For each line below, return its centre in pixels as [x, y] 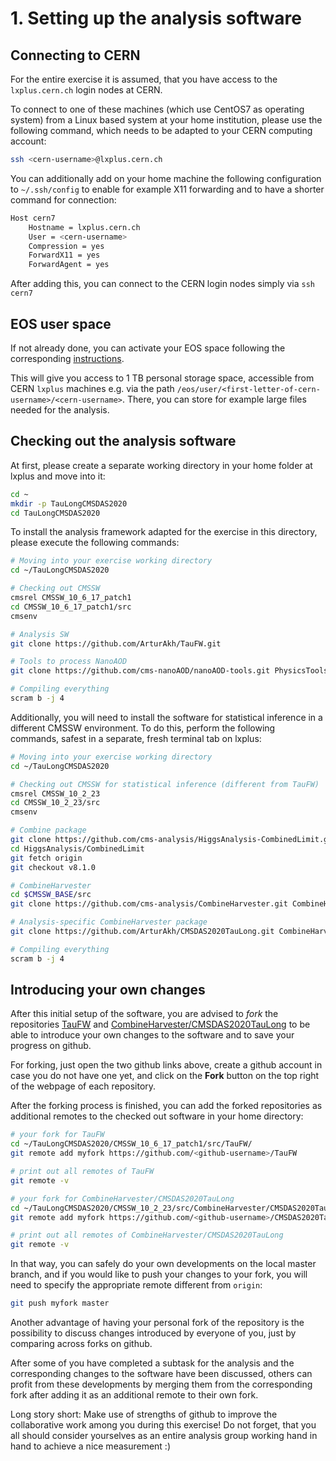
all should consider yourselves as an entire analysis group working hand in [164, 1436]
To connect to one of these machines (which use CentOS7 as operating [157, 109]
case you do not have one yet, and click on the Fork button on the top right [165, 1076]
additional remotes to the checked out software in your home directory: [157, 1116]
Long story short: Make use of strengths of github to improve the [144, 1414]
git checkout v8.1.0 [53, 867]
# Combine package [48, 830]
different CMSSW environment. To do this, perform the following [143, 728]
